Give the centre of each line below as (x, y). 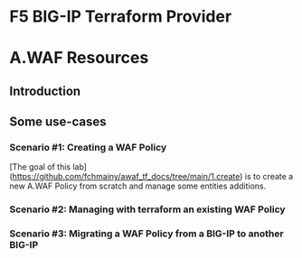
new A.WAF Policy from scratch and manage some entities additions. (138, 186)
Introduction (45, 91)
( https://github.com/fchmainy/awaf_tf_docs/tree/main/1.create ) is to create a (151, 177)
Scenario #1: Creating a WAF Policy (88, 148)
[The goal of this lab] (48, 167)
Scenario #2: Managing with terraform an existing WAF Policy (148, 209)
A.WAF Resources (79, 58)
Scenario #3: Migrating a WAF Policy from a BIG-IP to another (146, 234)
